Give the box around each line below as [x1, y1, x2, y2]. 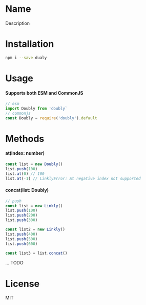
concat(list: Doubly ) [5, 187, 49, 193]
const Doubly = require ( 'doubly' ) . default [5, 115, 97, 121]
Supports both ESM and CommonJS [5, 89, 84, 96]
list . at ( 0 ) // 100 [5, 171, 45, 176]
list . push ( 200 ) [5, 213, 38, 218]
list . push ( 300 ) [5, 218, 38, 223]
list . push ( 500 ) [5, 236, 38, 242]
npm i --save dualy [5, 55, 47, 60]
